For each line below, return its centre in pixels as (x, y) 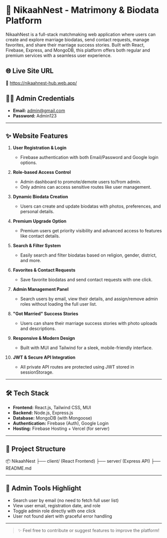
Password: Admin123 (35, 115)
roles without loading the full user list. (58, 304)
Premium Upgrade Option (39, 221)
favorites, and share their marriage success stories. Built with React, (75, 45)
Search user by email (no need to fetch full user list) (66, 500)
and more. (31, 261)
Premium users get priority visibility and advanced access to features (91, 231)
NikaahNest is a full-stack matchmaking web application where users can (81, 34)
